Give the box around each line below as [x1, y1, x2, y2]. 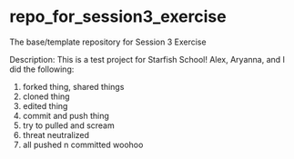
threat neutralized [22, 129, 89, 140]
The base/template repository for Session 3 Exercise [9, 36, 207, 47]
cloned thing [22, 91, 70, 102]
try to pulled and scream [22, 120, 116, 131]
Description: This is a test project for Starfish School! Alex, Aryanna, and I [9, 54, 285, 65]
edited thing [22, 100, 68, 111]
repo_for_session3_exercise [9, 6, 227, 27]
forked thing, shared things [22, 81, 125, 92]
